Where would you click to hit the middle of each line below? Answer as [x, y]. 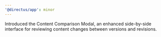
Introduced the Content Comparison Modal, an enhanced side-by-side [78, 24]
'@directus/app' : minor [30, 10]
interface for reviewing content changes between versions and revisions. [81, 29]
